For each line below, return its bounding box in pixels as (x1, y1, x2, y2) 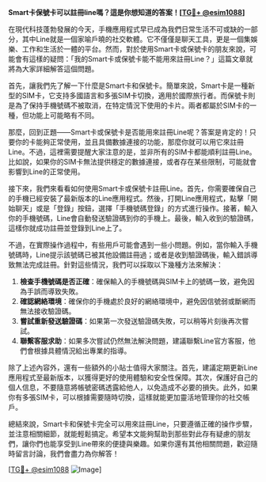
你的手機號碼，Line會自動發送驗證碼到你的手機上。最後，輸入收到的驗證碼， (8, 214, 258, 222)
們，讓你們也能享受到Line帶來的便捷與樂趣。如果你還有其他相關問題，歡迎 (8, 439, 251, 448)
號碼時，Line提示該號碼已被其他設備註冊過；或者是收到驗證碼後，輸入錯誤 (8, 250, 251, 260)
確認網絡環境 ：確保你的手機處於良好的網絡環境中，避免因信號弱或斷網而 (19, 297, 256, 306)
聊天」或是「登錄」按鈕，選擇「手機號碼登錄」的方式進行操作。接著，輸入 (14, 203, 258, 213)
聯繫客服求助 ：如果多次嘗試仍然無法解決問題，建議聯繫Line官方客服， (19, 336, 249, 345)
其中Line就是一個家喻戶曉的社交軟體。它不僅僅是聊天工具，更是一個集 (21, 35, 251, 44)
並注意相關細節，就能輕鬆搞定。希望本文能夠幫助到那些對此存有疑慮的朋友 (8, 429, 251, 438)
